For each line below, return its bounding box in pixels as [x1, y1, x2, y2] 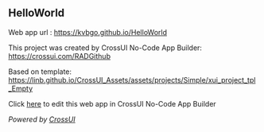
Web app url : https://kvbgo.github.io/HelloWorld [8, 27, 168, 37]
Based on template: [8, 67, 72, 76]
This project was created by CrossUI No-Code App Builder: [8, 43, 203, 52]
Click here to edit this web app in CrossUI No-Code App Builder [8, 99, 216, 108]
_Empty [8, 83, 33, 93]
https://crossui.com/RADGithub [8, 51, 111, 60]
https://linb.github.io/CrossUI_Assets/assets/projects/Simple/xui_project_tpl [8, 75, 256, 84]
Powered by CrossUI [8, 115, 76, 124]
